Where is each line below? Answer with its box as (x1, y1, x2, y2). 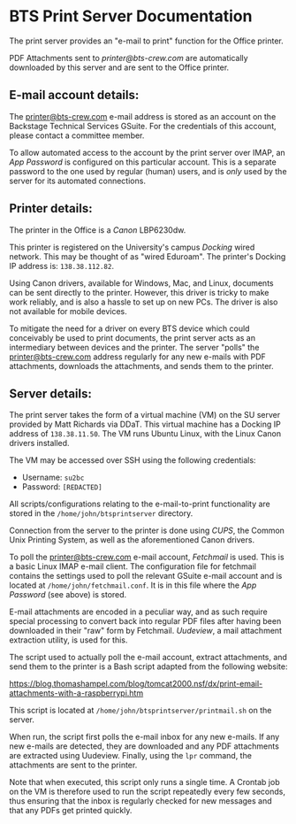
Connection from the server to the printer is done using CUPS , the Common (9, 525, 285, 536)
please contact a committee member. (9, 130, 145, 141)
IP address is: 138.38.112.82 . (9, 260, 115, 271)
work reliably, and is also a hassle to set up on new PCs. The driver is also (9, 296, 278, 307)
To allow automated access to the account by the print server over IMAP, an (9, 147, 285, 158)
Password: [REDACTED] (21, 481, 103, 492)
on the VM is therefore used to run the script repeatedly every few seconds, (9, 786, 285, 797)
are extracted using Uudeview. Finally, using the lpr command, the (9, 751, 252, 761)
